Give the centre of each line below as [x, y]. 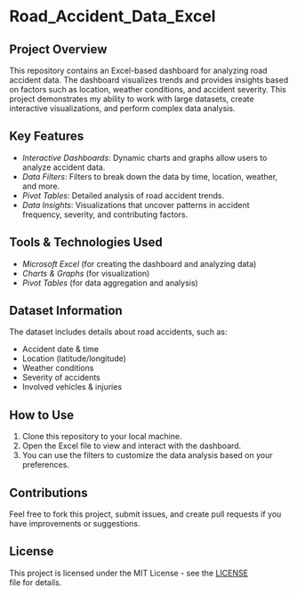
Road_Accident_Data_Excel [112, 16]
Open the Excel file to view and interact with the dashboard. [132, 446]
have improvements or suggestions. [75, 524]
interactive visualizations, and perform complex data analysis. [122, 108]
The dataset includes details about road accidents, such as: [118, 332]
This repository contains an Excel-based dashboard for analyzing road [138, 70]
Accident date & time [60, 350]
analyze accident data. [64, 167]
